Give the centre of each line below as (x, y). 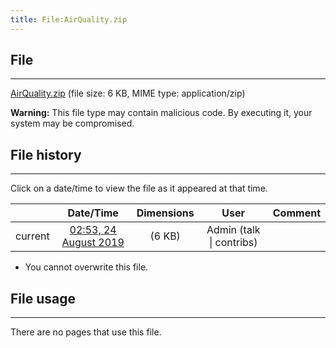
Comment (296, 213)
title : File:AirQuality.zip (69, 19)
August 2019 (93, 243)
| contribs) (233, 243)
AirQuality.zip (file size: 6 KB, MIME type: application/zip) (128, 93)
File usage (43, 298)
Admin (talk (233, 230)
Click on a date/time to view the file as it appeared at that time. (139, 188)
